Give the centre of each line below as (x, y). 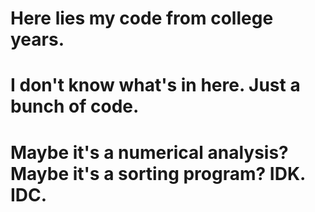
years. (37, 39)
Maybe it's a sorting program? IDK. (158, 173)
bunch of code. (75, 106)
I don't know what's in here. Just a (155, 85)
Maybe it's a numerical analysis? (149, 152)
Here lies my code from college (142, 18)
